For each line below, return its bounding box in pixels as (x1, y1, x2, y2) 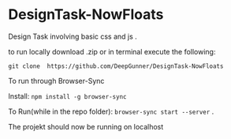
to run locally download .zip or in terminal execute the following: (8, 47, 216, 56)
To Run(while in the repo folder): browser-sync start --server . (8, 107, 214, 116)
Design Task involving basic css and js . (8, 32, 138, 41)
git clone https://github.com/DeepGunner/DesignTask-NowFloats (8, 62, 224, 70)
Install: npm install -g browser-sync (8, 91, 127, 100)
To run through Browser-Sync (8, 76, 105, 85)
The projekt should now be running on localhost (8, 122, 164, 131)
